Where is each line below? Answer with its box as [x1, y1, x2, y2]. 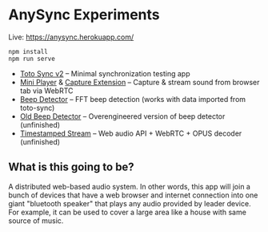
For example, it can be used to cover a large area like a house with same [8, 207, 246, 217]
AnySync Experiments [8, 6, 160, 24]
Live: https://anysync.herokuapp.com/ [8, 32, 134, 42]
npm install [8, 47, 48, 55]
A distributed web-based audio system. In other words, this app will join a [8, 181, 250, 191]
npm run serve [8, 55, 56, 63]
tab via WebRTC [19, 86, 74, 96]
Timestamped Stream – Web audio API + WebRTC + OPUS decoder [19, 128, 242, 138]
